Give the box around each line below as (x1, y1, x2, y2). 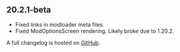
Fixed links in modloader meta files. (15, 21, 105, 28)
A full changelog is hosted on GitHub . (6, 39, 101, 46)
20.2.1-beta (6, 5, 51, 15)
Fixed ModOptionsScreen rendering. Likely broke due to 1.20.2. (15, 27, 175, 34)
